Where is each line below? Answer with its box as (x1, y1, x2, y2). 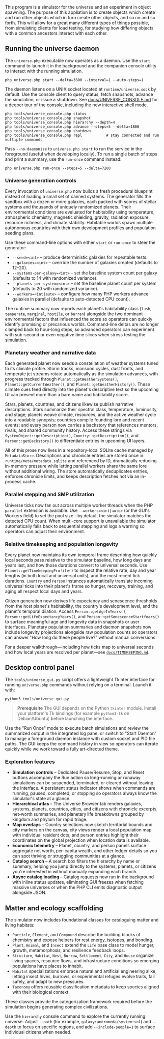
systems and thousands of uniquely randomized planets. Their (5, 204, 132, 210)
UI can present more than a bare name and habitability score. (5, 392, 129, 398)
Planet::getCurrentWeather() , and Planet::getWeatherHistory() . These (5, 381, 151, 387)
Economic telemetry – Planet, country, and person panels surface (12, 843, 146, 849)
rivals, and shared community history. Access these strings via (5, 427, 132, 433)
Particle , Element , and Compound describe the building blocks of (12, 931, 141, 937)
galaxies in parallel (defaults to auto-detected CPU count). (12, 296, 130, 302)
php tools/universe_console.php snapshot (5, 116, 91, 120)
